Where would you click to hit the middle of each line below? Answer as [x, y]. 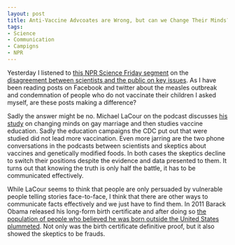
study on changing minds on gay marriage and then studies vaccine [105, 123]
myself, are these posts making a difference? [72, 102]
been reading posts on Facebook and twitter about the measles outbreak [112, 87]
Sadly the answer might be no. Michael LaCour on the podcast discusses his [117, 115]
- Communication [31, 40]
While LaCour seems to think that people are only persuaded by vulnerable [115, 189]
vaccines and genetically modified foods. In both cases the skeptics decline [116, 153]
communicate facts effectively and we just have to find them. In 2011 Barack [116, 204]
